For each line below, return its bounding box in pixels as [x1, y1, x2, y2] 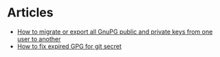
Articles [7, 5, 54, 21]
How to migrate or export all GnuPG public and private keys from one [16, 27, 213, 36]
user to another [16, 34, 61, 43]
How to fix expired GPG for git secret [16, 42, 122, 50]
